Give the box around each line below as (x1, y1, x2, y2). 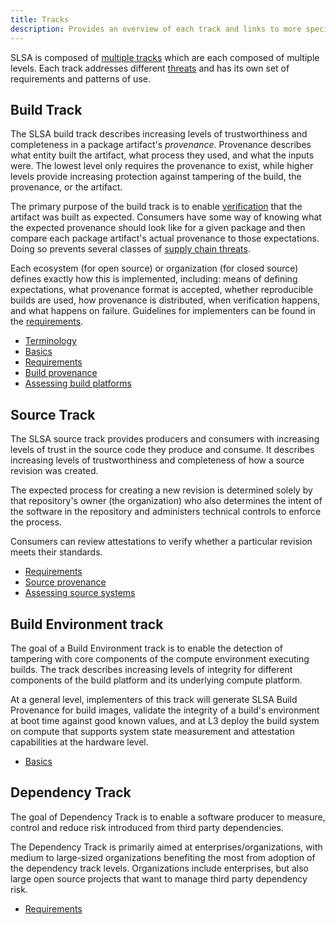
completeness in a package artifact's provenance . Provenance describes (10, 139, 312, 151)
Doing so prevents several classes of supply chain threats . (10, 243, 251, 255)
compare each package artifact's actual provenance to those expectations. (10, 232, 320, 245)
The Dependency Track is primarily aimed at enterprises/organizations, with (10, 841, 323, 853)
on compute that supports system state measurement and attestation (10, 725, 295, 737)
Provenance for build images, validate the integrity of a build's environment (10, 704, 320, 716)
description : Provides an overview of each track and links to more (10, 24, 302, 34)
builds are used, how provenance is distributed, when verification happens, (10, 294, 321, 306)
